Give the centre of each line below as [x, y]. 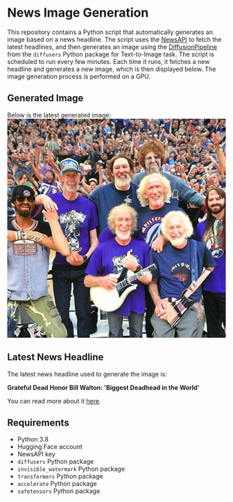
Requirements [38, 422]
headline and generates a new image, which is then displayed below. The [112, 69]
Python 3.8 [33, 439]
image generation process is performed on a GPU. [79, 76]
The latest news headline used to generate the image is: [87, 374]
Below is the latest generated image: [59, 115]
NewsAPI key [36, 454]
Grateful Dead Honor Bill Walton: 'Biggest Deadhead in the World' [103, 387]
